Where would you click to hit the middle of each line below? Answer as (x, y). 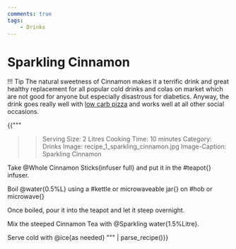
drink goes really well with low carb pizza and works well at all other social (116, 104)
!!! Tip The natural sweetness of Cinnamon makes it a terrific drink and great (118, 81)
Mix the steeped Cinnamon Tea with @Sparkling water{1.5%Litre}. (104, 224)
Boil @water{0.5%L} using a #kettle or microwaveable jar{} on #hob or (110, 189)
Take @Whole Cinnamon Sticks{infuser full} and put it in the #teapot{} (110, 168)
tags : (15, 21)
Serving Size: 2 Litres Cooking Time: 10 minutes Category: (127, 139)
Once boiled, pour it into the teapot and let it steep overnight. (96, 210)
